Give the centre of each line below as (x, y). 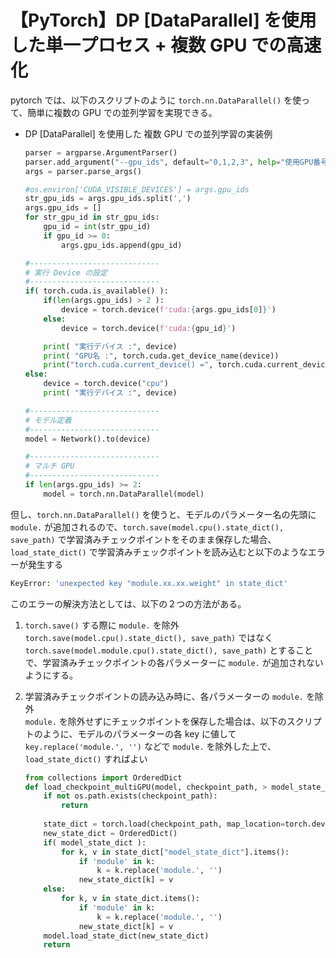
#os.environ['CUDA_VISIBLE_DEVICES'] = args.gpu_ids (137, 189)
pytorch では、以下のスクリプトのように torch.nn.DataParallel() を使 (156, 100)
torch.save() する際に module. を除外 (102, 625)
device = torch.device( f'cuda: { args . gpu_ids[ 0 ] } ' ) (169, 310)
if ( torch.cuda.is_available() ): (96, 291)
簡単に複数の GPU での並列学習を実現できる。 (122, 112)
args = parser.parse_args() (83, 171)
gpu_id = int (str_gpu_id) (97, 227)
